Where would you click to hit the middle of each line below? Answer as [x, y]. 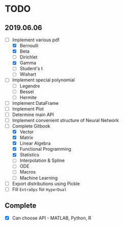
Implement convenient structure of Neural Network [65, 120]
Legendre [30, 86]
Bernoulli [29, 46]
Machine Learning [39, 178]
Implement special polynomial [43, 80]
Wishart [28, 74]
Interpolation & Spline [42, 160]
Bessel [27, 92]
